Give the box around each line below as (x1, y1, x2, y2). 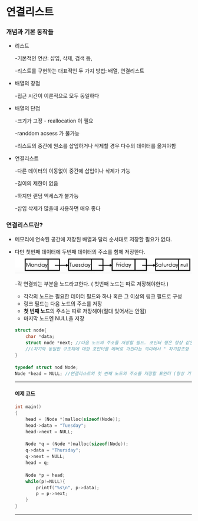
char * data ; (25, 333, 55, 339)
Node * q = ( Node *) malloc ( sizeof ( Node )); (25, 441, 128, 447)
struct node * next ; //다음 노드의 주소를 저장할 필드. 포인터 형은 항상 (25, 340, 183, 346)
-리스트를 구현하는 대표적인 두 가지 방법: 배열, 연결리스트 (14, 67, 144, 74)
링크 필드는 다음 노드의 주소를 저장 (23, 300, 103, 307)
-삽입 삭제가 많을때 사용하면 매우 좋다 (14, 205, 101, 212)
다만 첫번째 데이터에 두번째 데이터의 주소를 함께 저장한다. (14, 248, 146, 255)
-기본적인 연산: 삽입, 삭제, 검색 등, (14, 55, 93, 62)
